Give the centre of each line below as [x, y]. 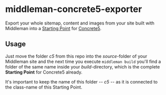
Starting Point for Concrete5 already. [44, 72]
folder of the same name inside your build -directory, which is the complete [82, 66]
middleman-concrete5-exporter [74, 9]
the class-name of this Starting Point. [44, 87]
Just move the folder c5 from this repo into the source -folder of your [76, 56]
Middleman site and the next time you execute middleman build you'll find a [83, 61]
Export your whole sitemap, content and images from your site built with [80, 23]
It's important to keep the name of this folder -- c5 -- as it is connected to [81, 81]
